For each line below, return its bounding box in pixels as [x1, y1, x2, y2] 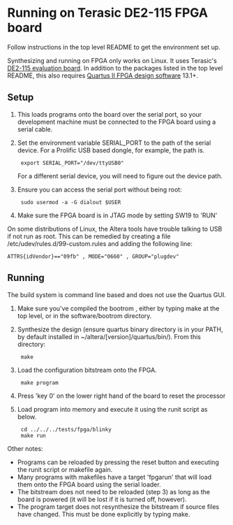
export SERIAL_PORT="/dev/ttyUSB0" [20, 159, 124, 166]
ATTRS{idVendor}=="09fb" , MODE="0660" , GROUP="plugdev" [7, 253, 179, 260]
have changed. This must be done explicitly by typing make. [17, 510, 190, 518]
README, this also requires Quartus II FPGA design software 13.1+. [7, 71, 199, 80]
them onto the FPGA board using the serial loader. [17, 480, 162, 489]
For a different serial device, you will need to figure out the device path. [17, 171, 223, 180]
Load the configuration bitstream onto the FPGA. [17, 366, 157, 374]
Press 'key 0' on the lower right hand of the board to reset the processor [17, 391, 226, 400]
